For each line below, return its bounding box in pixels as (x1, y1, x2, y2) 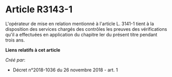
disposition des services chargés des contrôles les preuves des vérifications (5, 26, 167, 32)
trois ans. (5, 37, 25, 43)
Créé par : (5, 56, 26, 63)
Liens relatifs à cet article (5, 47, 61, 53)
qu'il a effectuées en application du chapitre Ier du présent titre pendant (5, 31, 158, 37)
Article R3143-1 (5, 4, 73, 15)
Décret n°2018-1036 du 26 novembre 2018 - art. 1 (12, 67, 118, 73)
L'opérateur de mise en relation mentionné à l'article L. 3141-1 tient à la (5, 21, 154, 27)
